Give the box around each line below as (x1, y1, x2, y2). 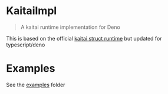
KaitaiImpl (6, 4, 57, 18)
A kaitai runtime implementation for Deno (20, 23, 121, 31)
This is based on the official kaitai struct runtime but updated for (6, 35, 162, 42)
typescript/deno (6, 41, 45, 48)
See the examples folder (6, 81, 65, 88)
